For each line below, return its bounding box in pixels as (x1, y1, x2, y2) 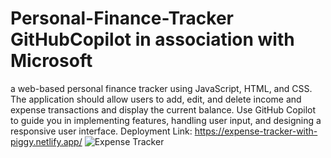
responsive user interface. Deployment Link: (10, 125, 193, 137)
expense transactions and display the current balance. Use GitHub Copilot (10, 103, 317, 116)
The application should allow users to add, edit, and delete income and (10, 93, 302, 105)
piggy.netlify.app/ (10, 135, 83, 147)
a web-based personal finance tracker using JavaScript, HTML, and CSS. (10, 82, 313, 94)
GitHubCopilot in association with (10, 28, 295, 51)
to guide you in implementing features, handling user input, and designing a (10, 114, 322, 126)
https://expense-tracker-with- (194, 125, 318, 137)
